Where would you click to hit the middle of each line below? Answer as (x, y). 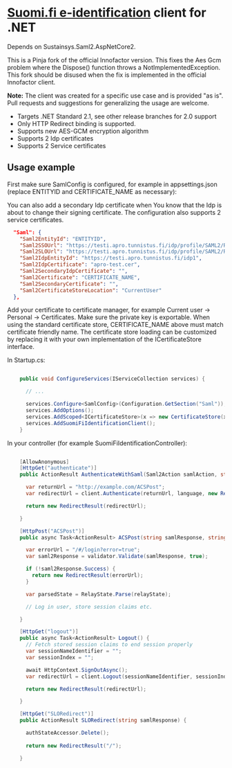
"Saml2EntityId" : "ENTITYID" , (63, 239)
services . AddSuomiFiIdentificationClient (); (90, 423)
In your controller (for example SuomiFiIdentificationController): (97, 443)
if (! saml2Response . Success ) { (70, 569)
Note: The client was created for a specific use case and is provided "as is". (115, 96)
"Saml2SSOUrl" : (41, 245)
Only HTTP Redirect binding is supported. (76, 123)
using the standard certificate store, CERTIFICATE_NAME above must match (116, 325)
